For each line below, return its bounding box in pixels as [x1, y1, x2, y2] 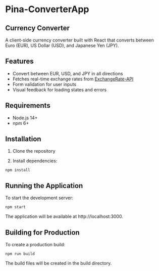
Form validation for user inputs [12, 81, 77, 87]
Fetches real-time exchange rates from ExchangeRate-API [12, 76, 134, 82]
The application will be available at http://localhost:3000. [5, 213, 124, 219]
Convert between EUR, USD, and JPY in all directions [12, 70, 123, 76]
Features [5, 57, 34, 66]
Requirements [5, 101, 50, 110]
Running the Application [5, 181, 83, 190]
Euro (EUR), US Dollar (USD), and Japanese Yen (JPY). [5, 42, 119, 49]
